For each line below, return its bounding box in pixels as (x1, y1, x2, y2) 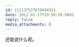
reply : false (5, 17, 33, 22)
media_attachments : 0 (5, 21, 51, 27)
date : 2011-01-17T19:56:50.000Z (5, 12, 74, 17)
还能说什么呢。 (5, 36, 37, 42)
